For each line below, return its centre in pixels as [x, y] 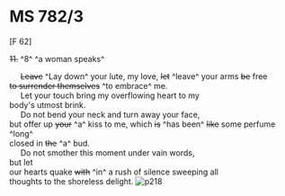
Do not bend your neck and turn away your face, [110, 114]
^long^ [21, 133]
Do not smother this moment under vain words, [107, 152]
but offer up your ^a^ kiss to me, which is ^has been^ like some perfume [142, 124]
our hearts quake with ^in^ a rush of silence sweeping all [114, 172]
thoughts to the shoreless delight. [71, 181]
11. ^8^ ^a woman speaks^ [57, 58]
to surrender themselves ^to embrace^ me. [89, 85]
